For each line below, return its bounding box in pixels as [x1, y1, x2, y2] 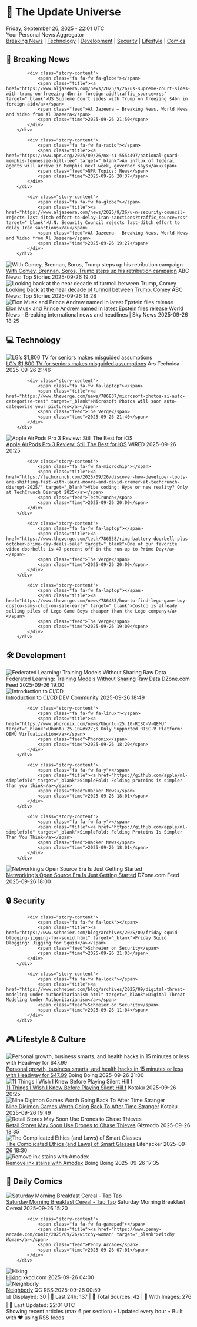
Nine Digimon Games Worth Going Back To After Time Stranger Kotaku [6, 1103, 178, 1110]
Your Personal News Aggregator [6, 31, 84, 38]
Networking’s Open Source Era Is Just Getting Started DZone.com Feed [6, 872, 179, 879]
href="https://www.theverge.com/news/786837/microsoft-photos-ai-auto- [6, 393, 185, 399]
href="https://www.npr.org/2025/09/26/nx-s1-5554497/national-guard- [6, 153, 181, 159]
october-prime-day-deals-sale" [6, 541, 83, 547]
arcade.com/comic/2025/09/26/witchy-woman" [6, 1231, 115, 1237]
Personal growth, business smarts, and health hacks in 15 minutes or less [6, 1065, 183, 1072]
